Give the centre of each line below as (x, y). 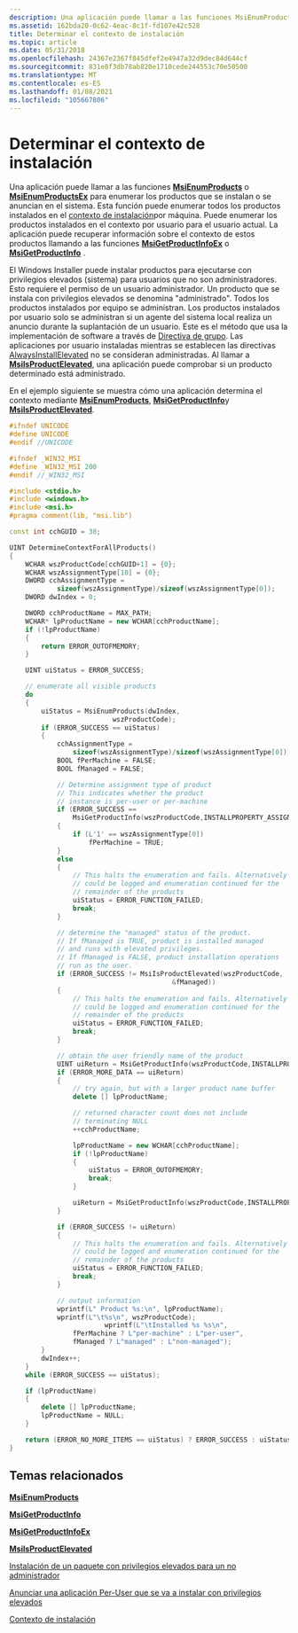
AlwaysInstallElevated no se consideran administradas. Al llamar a (129, 355)
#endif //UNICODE (41, 443)
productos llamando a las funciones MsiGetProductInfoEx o (119, 244)
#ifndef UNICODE (39, 426)
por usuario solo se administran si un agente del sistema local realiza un (141, 317)
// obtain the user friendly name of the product (150, 1056)
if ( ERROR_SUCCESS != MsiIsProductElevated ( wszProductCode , (170, 974)
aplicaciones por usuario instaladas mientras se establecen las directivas (143, 346)
